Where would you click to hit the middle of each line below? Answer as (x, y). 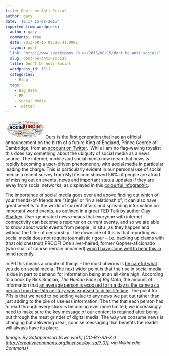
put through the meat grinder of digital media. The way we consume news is (84, 317)
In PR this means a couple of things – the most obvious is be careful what (81, 264)
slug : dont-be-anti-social (38, 58)
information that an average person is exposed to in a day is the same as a (82, 285)
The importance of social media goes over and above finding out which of (82, 195)
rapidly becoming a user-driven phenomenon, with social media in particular (84, 164)
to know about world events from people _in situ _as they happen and (77, 227)
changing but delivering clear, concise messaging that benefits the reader (82, 323)
